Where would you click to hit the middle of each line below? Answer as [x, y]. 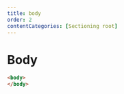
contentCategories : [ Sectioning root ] [62, 26]
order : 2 [20, 20]
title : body [24, 13]
